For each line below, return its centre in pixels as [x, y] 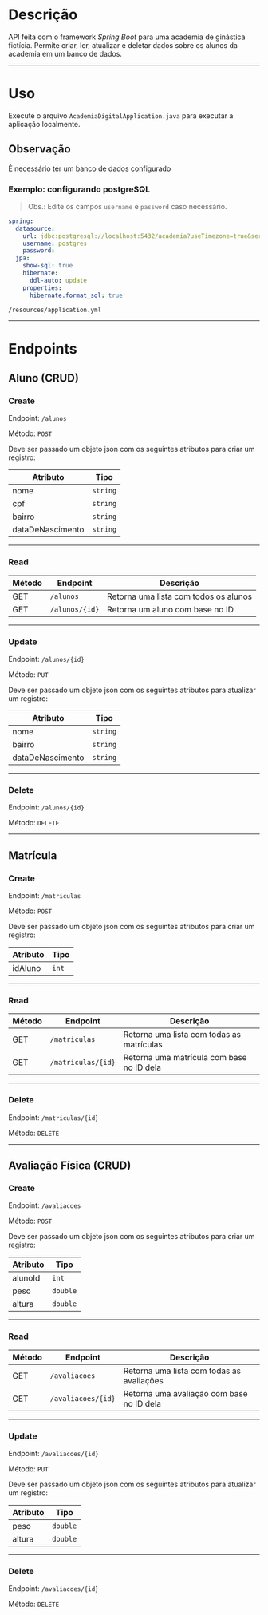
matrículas [143, 1045]
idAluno [27, 968]
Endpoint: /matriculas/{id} [53, 1117]
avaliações [143, 1380]
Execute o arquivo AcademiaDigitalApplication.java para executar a [121, 115]
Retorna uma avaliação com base [185, 1393]
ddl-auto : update [58, 280]
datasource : [35, 228]
